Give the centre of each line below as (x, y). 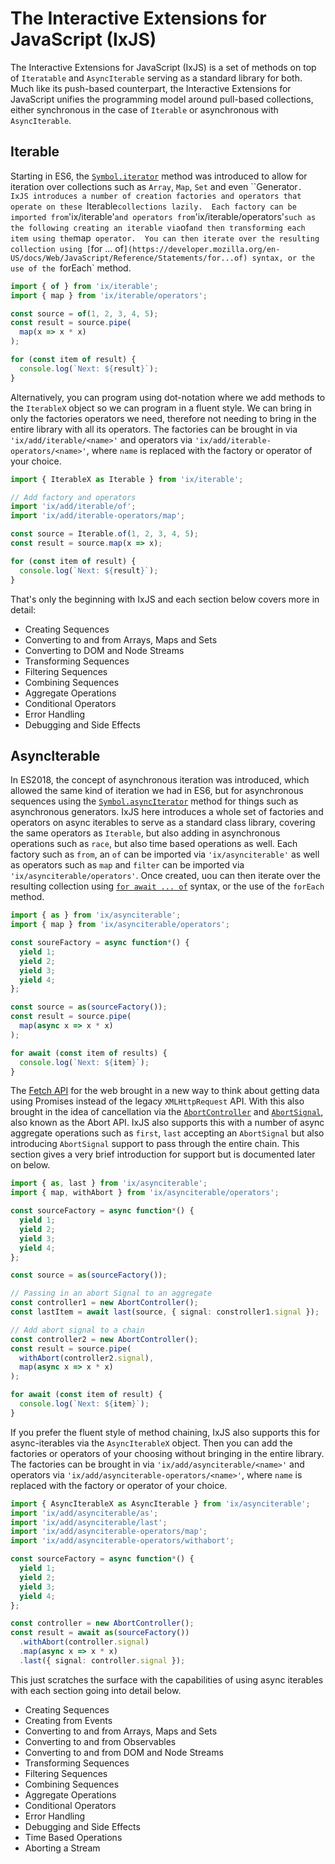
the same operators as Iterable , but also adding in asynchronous (145, 833)
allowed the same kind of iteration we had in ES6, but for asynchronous (157, 791)
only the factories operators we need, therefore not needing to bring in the (163, 418)
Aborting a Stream (62, 1848)
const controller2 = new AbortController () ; (104, 1339)
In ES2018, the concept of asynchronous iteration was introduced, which (160, 780)
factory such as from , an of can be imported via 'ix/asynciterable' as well (165, 854)
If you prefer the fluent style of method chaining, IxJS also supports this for (165, 1432)
